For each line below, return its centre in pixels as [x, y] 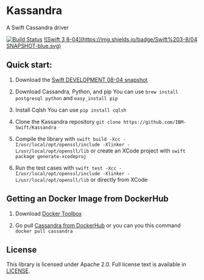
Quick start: [30, 65]
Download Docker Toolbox [48, 214]
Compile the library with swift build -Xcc [68, 138]
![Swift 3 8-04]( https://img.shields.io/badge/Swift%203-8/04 [121, 39]
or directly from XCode [119, 179]
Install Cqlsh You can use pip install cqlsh [71, 110]
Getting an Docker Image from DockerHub [87, 199]
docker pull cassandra [44, 231]
